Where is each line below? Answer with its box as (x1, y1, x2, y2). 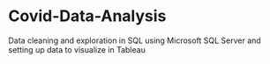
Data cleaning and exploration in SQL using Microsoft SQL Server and (8, 35, 261, 46)
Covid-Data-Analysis (8, 6, 167, 26)
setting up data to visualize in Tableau (8, 44, 146, 54)
